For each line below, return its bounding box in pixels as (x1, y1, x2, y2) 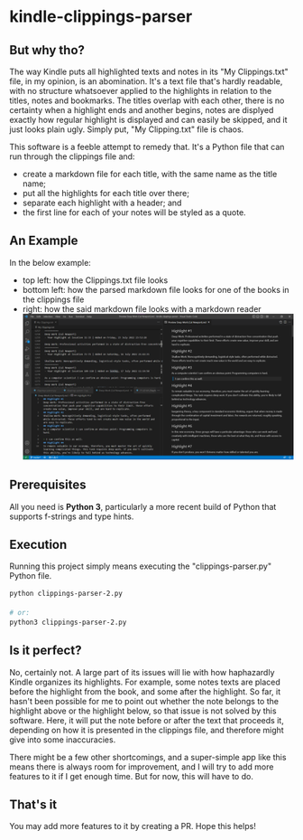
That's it (9, 798, 58, 813)
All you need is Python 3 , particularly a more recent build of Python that (9, 501, 277, 512)
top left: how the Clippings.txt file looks (22, 274, 169, 286)
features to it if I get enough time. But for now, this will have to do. (9, 770, 254, 781)
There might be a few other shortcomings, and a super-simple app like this (9, 751, 287, 762)
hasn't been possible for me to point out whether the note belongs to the (9, 695, 280, 706)
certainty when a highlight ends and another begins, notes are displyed (9, 105, 274, 115)
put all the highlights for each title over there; (22, 188, 189, 198)
